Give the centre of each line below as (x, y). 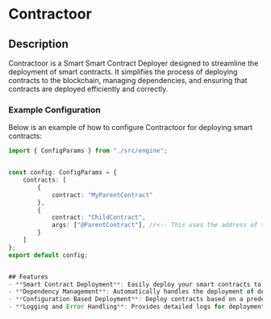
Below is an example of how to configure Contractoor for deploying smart (130, 128)
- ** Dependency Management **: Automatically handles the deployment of (131, 292)
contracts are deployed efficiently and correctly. (88, 89)
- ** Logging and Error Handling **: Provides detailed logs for (117, 307)
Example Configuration (54, 110)
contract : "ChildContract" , (99, 218)
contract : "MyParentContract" (102, 195)
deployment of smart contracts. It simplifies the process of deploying (123, 72)
